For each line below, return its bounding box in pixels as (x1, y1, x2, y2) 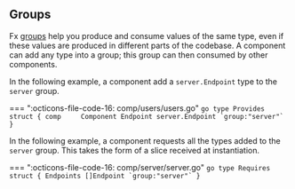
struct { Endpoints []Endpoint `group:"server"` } (9, 171, 201, 180)
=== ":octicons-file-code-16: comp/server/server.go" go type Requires (9, 161, 271, 172)
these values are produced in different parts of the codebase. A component (9, 40, 286, 51)
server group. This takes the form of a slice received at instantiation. (9, 145, 260, 155)
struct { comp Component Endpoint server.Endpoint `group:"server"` (9, 112, 284, 121)
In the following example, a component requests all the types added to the (9, 135, 282, 146)
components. (9, 59, 58, 69)
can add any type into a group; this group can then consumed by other (9, 49, 268, 60)
